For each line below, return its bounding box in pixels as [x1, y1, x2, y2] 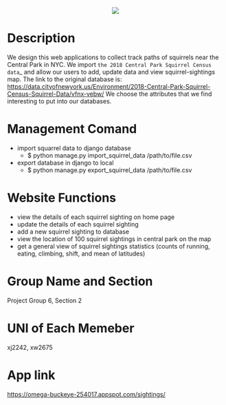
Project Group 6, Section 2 [7, 296, 82, 304]
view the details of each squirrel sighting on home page [16, 213, 175, 221]
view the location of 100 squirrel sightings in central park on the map [16, 234, 212, 243]
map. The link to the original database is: [7, 75, 122, 83]
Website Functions [7, 190, 117, 206]
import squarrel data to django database [16, 144, 132, 152]
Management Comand [7, 121, 137, 137]
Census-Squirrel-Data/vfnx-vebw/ [7, 90, 104, 98]
